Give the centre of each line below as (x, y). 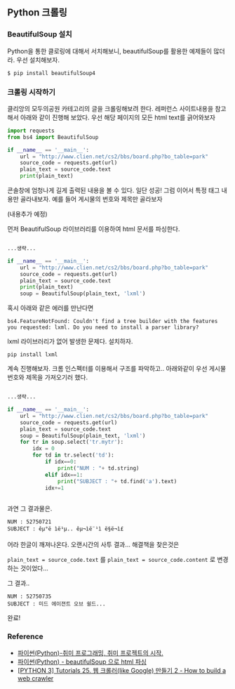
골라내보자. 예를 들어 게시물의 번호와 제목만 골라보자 (91, 199)
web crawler (35, 678)
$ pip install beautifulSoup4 (52, 73)
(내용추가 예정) (27, 214)
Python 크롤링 (38, 13)
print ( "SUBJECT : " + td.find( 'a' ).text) (117, 481)
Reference (25, 636)
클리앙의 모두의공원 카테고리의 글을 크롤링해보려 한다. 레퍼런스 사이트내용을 (110, 108)
